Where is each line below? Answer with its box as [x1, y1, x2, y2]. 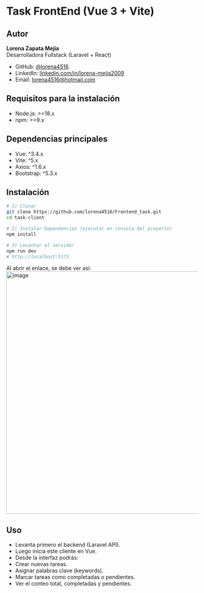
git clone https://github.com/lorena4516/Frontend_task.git [6, 209, 162, 215]
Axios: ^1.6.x [15, 163, 47, 170]
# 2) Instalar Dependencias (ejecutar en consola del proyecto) [6, 225, 172, 232]
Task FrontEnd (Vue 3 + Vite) [6, 4, 155, 18]
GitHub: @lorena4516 [15, 63, 69, 70]
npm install [6, 231, 36, 237]
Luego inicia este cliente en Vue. [15, 547, 97, 555]
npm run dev [6, 248, 36, 254]
